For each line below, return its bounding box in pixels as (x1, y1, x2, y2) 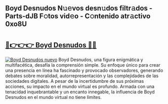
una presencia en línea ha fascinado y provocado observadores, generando (5, 68, 163, 73)
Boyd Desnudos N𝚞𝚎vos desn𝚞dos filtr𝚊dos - (5, 4, 153, 13)
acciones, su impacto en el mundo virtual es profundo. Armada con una (5, 83, 155, 89)
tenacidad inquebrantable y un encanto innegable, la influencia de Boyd (5, 89, 155, 95)
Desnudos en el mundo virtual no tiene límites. (5, 94, 102, 100)
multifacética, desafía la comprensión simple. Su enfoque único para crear (5, 62, 160, 68)
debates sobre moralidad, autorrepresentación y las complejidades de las (5, 73, 158, 79)
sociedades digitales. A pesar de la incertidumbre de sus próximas (5, 78, 144, 84)
